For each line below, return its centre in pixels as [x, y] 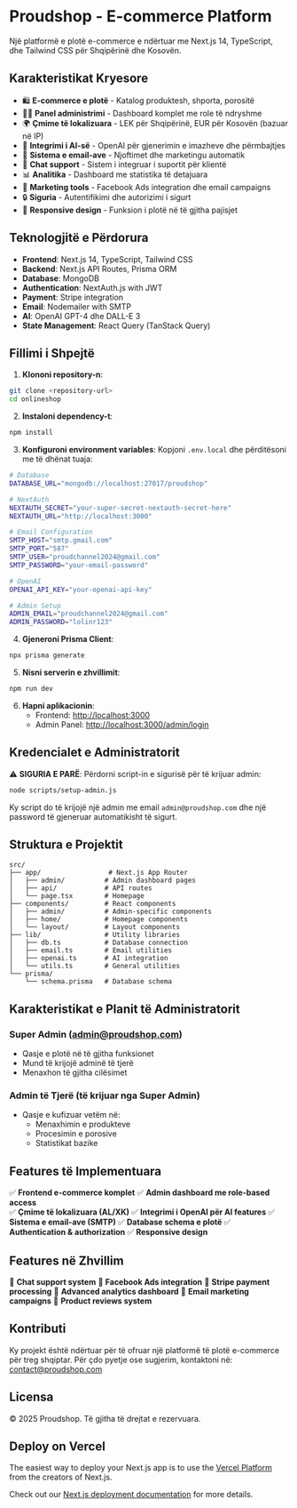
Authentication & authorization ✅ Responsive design [109, 1232]
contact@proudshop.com [56, 1369]
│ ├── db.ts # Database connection [99, 943]
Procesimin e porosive [76, 1134]
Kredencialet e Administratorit [94, 753]
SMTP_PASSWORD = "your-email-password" [79, 565]
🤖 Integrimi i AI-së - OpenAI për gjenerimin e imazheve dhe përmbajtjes [154, 145]
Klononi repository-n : [63, 374]
